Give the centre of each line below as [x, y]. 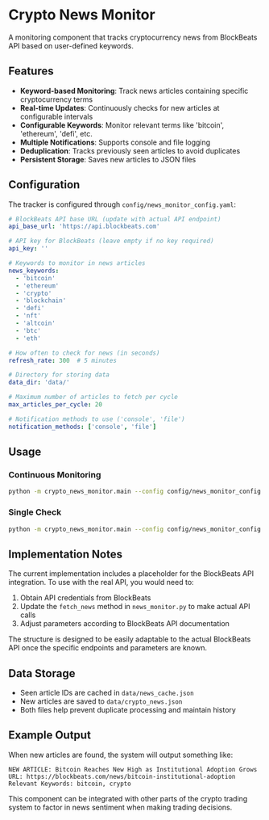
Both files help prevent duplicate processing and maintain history [128, 710]
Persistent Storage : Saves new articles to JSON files [108, 159]
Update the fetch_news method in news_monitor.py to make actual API [135, 607]
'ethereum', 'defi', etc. [56, 133]
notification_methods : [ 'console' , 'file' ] [83, 427]
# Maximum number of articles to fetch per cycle [93, 397]
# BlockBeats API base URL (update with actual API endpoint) [115, 219]
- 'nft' [29, 316]
